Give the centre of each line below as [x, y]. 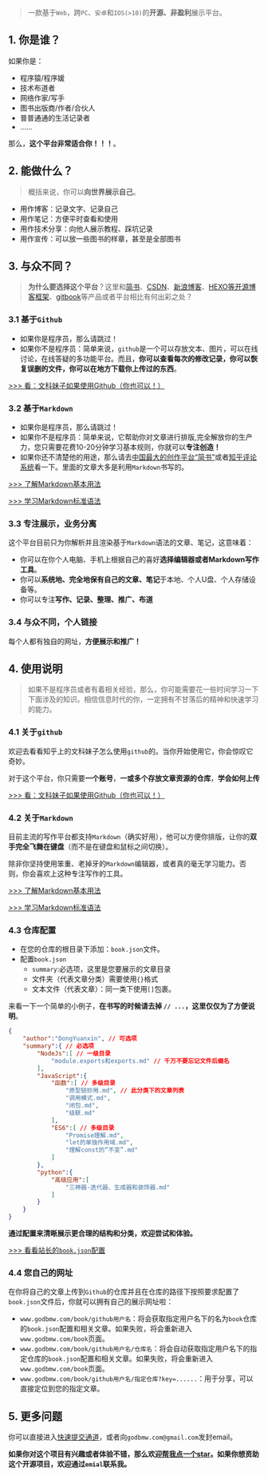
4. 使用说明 [35, 669]
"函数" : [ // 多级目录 [83, 1083]
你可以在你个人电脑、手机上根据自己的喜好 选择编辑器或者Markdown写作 [139, 559]
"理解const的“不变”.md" [101, 1150]
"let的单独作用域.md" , [99, 1143]
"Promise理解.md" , [95, 1135]
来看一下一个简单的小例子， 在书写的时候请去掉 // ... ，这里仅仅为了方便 [128, 1006]
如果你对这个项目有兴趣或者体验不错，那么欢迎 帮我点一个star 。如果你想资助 [134, 1454]
